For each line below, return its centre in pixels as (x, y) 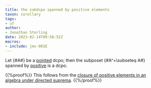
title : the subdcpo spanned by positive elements (57, 10)
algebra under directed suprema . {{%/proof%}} (53, 80)
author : (13, 28)
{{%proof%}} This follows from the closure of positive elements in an (76, 75)
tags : (11, 19)
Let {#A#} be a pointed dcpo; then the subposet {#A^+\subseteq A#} (75, 60)
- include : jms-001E (26, 46)
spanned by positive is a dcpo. (36, 65)
